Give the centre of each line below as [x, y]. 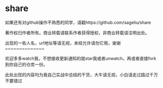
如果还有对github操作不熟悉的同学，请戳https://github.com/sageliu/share [78, 22]
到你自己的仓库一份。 [26, 64]
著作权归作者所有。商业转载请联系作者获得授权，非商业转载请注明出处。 [77, 32]
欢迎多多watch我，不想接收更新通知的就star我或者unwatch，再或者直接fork [81, 58]
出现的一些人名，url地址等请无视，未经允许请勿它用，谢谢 [63, 43]
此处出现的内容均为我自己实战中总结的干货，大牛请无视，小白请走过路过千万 [81, 74]
